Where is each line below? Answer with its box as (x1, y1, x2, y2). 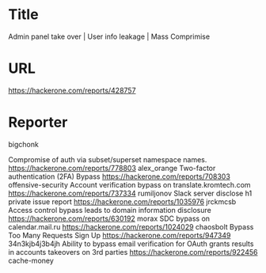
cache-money (8, 256, 54, 265)
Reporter (8, 113, 68, 131)
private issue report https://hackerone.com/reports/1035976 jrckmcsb (8, 196, 237, 207)
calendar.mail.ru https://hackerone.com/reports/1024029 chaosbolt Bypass (8, 222, 254, 231)
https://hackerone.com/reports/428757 (8, 85, 136, 95)
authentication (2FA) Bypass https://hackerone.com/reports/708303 (8, 172, 231, 181)
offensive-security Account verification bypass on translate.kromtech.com (8, 180, 251, 189)
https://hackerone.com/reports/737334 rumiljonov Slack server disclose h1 (8, 188, 253, 198)
